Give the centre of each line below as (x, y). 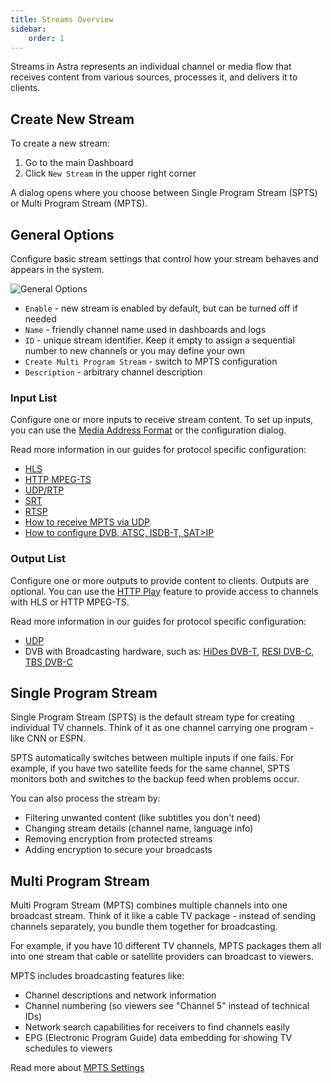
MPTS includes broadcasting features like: (97, 976)
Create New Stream (72, 119)
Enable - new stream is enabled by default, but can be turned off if (161, 308)
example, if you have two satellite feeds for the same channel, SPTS (150, 768)
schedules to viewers (68, 1048)
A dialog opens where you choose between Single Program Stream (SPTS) (164, 193)
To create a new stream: (60, 143)
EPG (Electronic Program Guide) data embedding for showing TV (158, 1038)
